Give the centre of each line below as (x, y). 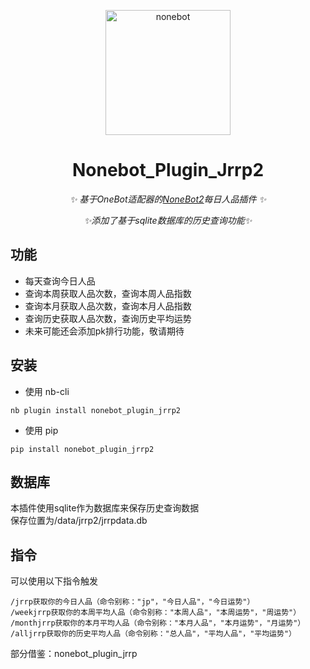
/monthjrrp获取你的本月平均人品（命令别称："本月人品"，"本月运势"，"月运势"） (158, 623)
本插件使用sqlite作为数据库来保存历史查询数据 (105, 508)
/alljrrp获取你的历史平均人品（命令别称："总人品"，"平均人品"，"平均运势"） (153, 634)
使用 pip (41, 430)
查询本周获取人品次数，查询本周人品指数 (108, 293)
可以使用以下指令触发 (54, 581)
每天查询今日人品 (60, 281)
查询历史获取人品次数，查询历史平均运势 (108, 318)
